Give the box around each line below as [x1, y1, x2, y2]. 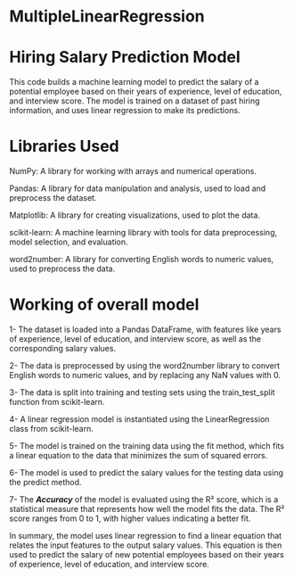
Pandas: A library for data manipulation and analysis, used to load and [9, 183, 266, 194]
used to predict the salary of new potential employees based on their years [9, 549, 285, 559]
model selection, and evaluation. [9, 236, 128, 247]
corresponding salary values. [9, 343, 117, 353]
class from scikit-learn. [9, 424, 94, 433]
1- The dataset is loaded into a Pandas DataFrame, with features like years [9, 324, 282, 334]
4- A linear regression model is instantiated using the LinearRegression [9, 414, 270, 425]
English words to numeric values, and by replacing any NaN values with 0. [9, 370, 282, 380]
